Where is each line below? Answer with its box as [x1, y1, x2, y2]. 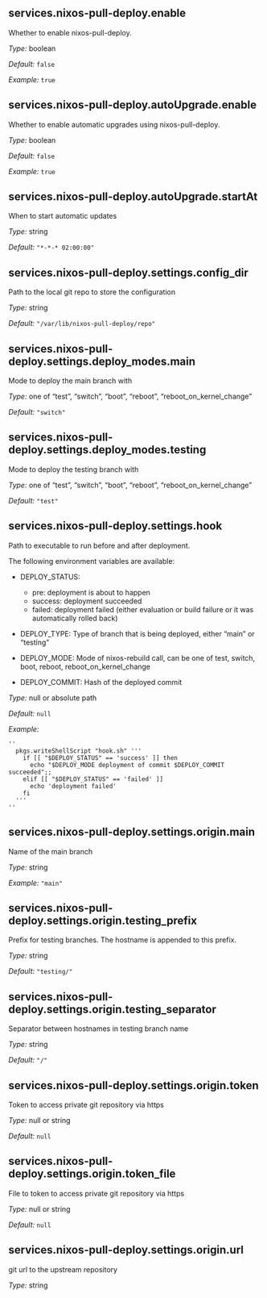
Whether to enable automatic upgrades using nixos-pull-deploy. [8, 119, 220, 129]
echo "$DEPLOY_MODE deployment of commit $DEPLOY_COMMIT [29, 761, 225, 769]
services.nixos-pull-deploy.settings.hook [8, 520, 223, 533]
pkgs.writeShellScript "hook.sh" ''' [15, 746, 142, 755]
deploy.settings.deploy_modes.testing [8, 443, 207, 457]
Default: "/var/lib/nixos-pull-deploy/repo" [8, 319, 156, 328]
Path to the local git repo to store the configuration [8, 287, 176, 297]
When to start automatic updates [8, 211, 117, 221]
